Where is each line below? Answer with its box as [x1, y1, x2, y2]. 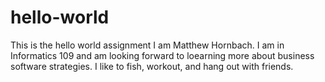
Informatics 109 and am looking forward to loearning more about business [10, 49, 315, 61]
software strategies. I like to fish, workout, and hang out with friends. [10, 60, 294, 72]
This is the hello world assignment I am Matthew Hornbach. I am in [10, 39, 285, 51]
